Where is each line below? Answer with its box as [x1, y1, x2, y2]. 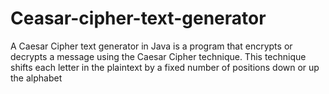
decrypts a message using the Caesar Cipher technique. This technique [10, 50, 307, 62]
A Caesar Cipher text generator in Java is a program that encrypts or [10, 40, 293, 52]
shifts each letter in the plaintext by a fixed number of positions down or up [10, 61, 320, 73]
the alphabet [10, 72, 63, 84]
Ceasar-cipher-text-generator [10, 7, 267, 30]
